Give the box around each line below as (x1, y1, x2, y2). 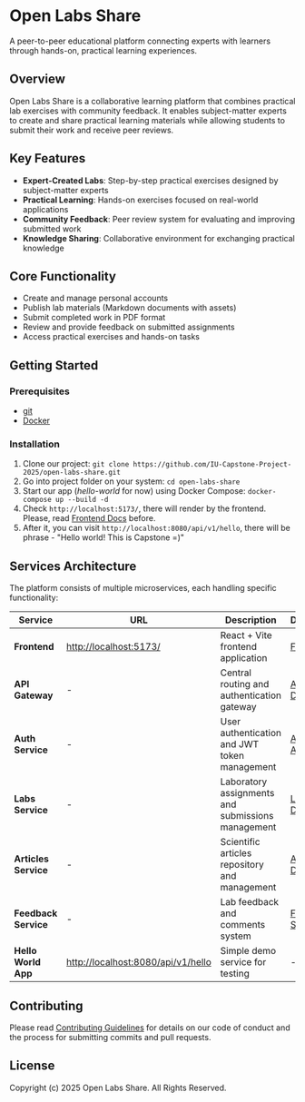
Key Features (9, 151, 86, 166)
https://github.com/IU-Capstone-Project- (133, 460, 292, 469)
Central (220, 666, 252, 679)
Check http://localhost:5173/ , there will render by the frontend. (22, 503, 267, 514)
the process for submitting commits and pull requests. (9, 1031, 212, 1042)
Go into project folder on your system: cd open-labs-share (22, 476, 241, 487)
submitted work (22, 223, 82, 234)
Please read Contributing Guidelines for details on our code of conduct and (9, 1022, 290, 1033)
